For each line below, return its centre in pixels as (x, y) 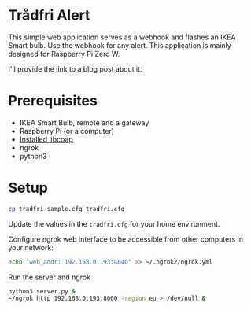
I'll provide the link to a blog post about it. (75, 68)
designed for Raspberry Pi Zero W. (64, 54)
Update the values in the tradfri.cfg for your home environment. (114, 223)
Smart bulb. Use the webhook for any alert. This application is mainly (120, 45)
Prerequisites (53, 101)
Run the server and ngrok (50, 277)
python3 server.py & (42, 291)
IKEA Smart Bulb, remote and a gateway (84, 122)
